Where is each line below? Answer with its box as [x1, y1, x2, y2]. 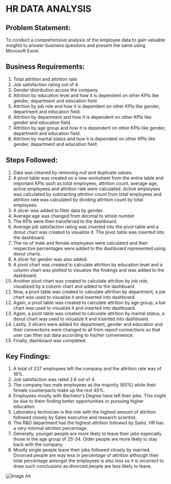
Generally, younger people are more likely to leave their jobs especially [13, 430, 162, 437]
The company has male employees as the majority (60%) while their [13, 382, 157, 388]
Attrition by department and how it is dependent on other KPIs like [13, 114, 152, 120]
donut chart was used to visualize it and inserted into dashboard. [13, 316, 150, 322]
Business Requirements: [6, 62, 85, 71]
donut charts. [13, 250, 42, 257]
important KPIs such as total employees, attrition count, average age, [13, 180, 158, 186]
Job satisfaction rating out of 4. [13, 81, 79, 87]
